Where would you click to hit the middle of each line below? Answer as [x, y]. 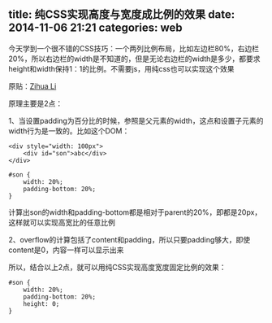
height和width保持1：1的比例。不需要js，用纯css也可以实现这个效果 [121, 68]
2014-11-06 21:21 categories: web [95, 28]
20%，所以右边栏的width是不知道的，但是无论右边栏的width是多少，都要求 [135, 59]
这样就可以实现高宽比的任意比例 [62, 222]
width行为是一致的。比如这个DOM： [69, 131]
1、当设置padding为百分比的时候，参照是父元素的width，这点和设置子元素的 [136, 120]
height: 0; [41, 303]
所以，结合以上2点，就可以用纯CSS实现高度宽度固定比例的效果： [117, 267]
